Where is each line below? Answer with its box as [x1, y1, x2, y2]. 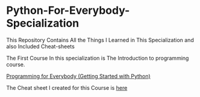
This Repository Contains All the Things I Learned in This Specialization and [6, 36, 194, 43]
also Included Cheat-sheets [6, 43, 75, 50]
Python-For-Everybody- [6, 4, 130, 17]
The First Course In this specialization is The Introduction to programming [6, 54, 189, 61]
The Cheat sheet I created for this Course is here [6, 84, 128, 91]
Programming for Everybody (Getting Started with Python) [6, 72, 151, 80]
